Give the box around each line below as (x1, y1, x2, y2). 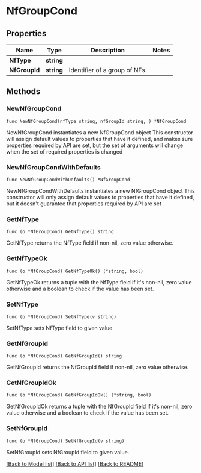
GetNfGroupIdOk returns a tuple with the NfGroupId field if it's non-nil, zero (6, 403, 193, 410)
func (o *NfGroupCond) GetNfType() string (6, 229, 114, 235)
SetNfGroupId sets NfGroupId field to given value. (6, 448, 130, 456)
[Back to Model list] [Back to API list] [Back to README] (6, 460, 144, 468)
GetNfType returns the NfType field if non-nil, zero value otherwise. (6, 239, 174, 246)
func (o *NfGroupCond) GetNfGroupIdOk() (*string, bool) (6, 392, 152, 398)
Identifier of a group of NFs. (68, 66, 147, 74)
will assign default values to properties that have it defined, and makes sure (6, 135, 193, 142)
